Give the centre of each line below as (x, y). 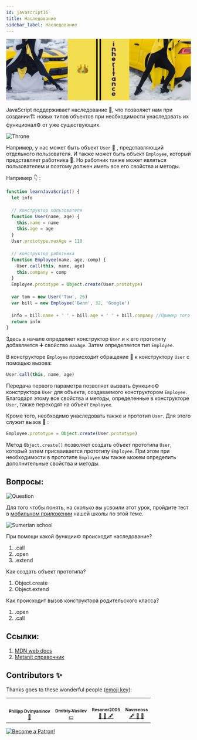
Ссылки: (23, 637)
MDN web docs (33, 650)
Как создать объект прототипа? (46, 571)
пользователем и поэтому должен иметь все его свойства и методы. (93, 167)
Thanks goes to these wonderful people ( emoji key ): (69, 690)
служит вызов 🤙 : (28, 422)
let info (22, 198)
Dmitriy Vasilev (71, 711)
